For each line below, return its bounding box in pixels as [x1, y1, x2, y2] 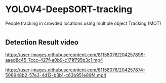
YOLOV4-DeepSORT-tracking [5, 4, 133, 15]
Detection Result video [5, 38, 78, 47]
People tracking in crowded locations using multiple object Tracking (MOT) [5, 20, 161, 26]
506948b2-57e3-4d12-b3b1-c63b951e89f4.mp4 [5, 72, 107, 78]
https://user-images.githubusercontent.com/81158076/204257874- [5, 67, 145, 73]
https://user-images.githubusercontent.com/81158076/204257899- [5, 52, 146, 58]
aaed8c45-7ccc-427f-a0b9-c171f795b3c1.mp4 [5, 57, 103, 63]
